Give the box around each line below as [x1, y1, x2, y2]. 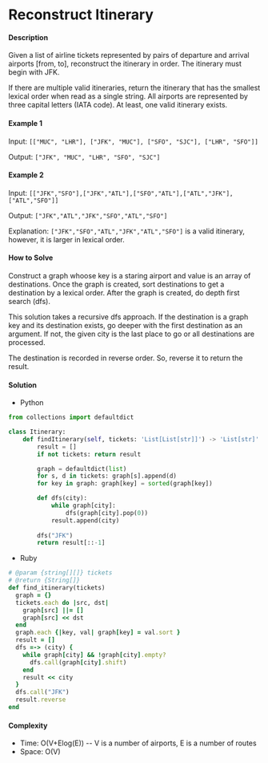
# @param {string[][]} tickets [8, 569, 113, 577]
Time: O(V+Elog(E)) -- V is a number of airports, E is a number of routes [19, 738, 258, 748]
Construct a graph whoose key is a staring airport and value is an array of [8, 271, 251, 280]
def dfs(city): [37, 494, 88, 502]
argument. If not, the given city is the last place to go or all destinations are [8, 329, 254, 339]
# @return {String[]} [8, 576, 81, 585]
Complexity [8, 720, 48, 730]
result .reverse [15, 696, 66, 704]
